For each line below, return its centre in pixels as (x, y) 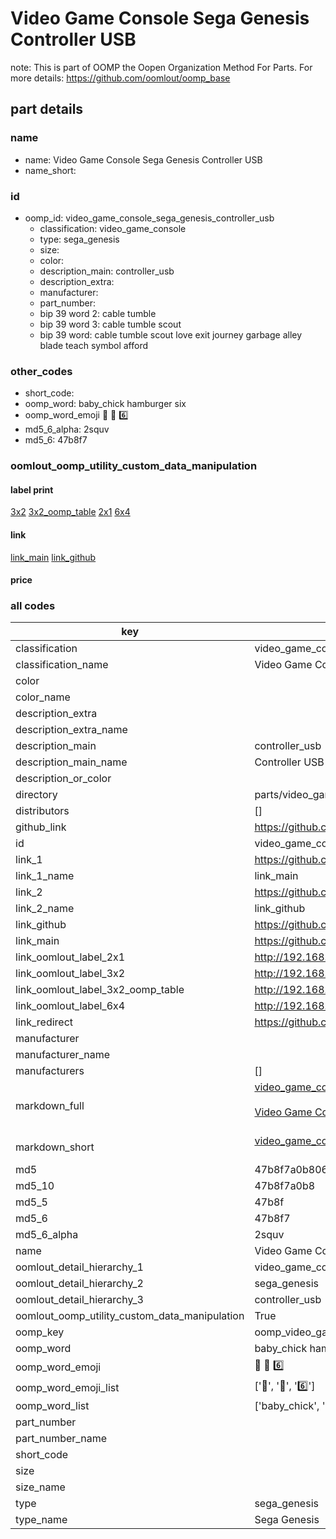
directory (36, 795)
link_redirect (44, 1022)
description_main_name (71, 762)
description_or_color (63, 779)
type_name (41, 1520)
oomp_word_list (52, 1406)
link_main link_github (53, 557)
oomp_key (40, 1332)
